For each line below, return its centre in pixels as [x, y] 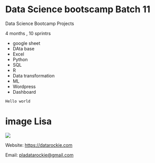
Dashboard [24, 92]
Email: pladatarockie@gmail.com [39, 155]
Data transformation [34, 75]
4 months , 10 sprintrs [28, 33]
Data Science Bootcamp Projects [40, 23]
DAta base [23, 48]
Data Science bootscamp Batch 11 [78, 9]
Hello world [18, 101]
